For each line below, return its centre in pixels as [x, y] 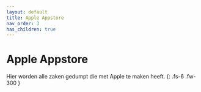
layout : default [27, 12]
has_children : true [31, 29]
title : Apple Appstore [35, 18]
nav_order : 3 [23, 23]
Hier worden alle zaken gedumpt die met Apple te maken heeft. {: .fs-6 [95, 77]
